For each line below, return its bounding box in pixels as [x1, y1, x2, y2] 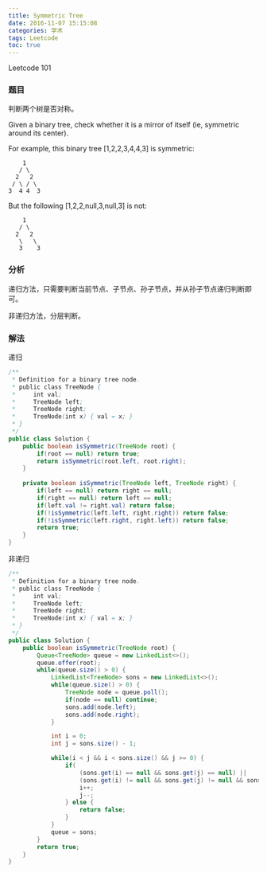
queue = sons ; [50, 828, 98, 836]
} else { [64, 798, 94, 807]
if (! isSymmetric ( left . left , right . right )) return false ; [37, 509, 229, 517]
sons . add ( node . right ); [64, 711, 141, 718]
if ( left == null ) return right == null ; [37, 487, 172, 495]
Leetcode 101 [8, 63, 52, 72]
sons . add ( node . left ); [64, 703, 137, 711]
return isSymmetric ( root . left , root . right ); [37, 457, 187, 465]
